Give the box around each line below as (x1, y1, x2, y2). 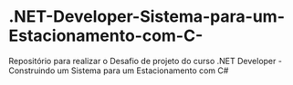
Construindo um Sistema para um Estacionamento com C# (8, 65, 229, 76)
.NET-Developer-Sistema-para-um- (8, 6, 285, 27)
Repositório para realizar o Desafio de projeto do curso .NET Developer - (8, 55, 282, 66)
